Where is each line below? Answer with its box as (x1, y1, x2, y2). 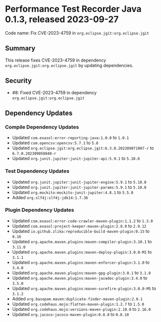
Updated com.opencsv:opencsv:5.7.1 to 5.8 (12, 140, 99, 146)
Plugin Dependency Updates (5, 207, 74, 213)
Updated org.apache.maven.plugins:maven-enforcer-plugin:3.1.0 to (12, 259, 150, 265)
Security (5, 77, 32, 85)
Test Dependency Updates (5, 168, 70, 175)
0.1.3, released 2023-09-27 (5, 14, 119, 25)
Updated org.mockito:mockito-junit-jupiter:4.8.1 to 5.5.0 (12, 189, 134, 195)
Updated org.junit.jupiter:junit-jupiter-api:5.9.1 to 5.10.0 (12, 156, 140, 161)
